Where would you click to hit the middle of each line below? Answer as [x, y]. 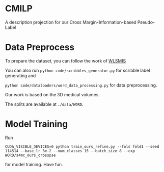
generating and [20, 75]
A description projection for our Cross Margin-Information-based [71, 22]
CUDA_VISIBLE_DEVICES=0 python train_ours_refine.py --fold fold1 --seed [82, 146]
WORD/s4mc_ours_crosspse [30, 155]
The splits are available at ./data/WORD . [44, 104]
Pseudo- [146, 22]
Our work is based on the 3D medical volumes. [52, 94]
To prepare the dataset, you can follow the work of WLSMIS [66, 61]
